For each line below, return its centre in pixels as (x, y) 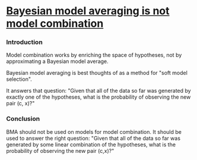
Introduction (24, 42)
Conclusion (23, 119)
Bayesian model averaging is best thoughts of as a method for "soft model (97, 73)
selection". (19, 79)
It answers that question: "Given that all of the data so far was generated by (99, 91)
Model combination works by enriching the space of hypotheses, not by (94, 55)
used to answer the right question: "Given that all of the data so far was (93, 138)
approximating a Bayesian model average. (57, 61)
